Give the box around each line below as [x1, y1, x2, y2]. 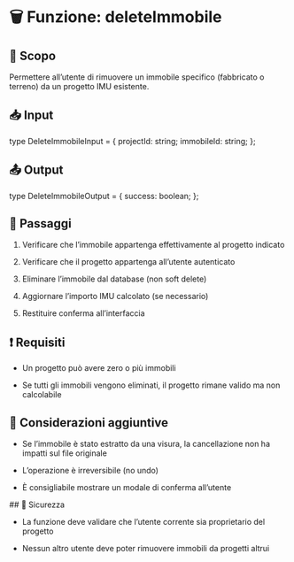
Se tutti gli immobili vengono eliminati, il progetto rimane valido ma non [21, 380, 281, 390]
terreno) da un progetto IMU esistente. [9, 81, 150, 91]
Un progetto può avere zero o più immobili [21, 363, 176, 373]
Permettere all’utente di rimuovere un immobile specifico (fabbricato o [9, 72, 265, 82]
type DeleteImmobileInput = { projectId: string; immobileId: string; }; [9, 135, 256, 146]
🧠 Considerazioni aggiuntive [9, 415, 168, 430]
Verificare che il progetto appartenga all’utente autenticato [21, 257, 236, 267]
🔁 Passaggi [9, 216, 73, 231]
